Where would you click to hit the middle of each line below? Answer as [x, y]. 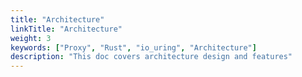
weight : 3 [31, 38]
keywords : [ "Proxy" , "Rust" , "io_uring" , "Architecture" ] [133, 47]
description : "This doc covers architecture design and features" [151, 57]
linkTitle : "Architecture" [66, 29]
